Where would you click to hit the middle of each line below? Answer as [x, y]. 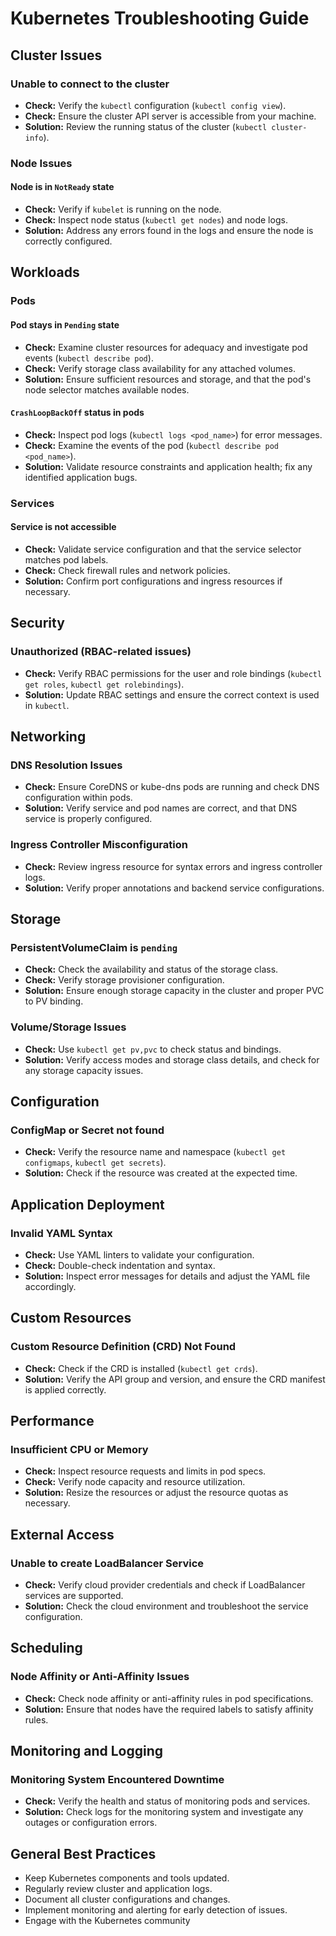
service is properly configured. [88, 819]
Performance [52, 1420]
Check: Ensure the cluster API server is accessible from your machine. [170, 116]
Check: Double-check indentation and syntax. [120, 1265]
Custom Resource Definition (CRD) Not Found [123, 1347]
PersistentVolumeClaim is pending [94, 947]
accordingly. [50, 1286]
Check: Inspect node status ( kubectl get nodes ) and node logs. [156, 220]
